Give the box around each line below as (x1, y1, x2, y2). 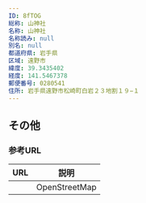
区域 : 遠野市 (8, 57, 46, 65)
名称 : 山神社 (8, 27, 46, 35)
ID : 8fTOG (8, 11, 42, 20)
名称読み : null (8, 34, 55, 43)
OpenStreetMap (35, 182, 97, 193)
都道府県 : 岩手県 (8, 49, 58, 57)
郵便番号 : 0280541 (8, 79, 66, 87)
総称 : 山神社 (8, 19, 46, 27)
